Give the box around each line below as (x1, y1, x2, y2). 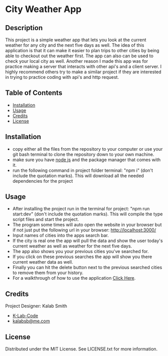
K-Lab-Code (12, 313, 39, 319)
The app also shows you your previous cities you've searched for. (12, 249, 149, 255)
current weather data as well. (12, 259, 73, 265)
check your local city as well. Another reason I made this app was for (5, 58, 148, 64)
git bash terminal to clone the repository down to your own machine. (12, 151, 154, 157)
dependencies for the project (12, 178, 73, 184)
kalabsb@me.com (12, 318, 50, 324)
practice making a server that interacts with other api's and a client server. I (5, 64, 162, 69)
